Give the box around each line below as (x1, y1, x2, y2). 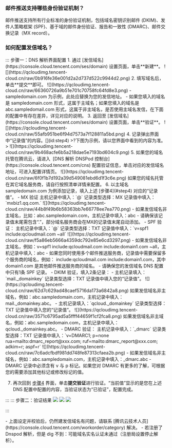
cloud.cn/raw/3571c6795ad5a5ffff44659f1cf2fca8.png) (5, 313, 122, 319)
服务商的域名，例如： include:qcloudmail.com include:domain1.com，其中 (9, 256, 166, 262)
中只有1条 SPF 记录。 (5, 269, 50, 275)
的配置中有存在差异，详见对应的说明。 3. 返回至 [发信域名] (5, 112, 129, 119)
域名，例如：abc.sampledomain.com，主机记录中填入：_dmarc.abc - (5, 356, 151, 362)
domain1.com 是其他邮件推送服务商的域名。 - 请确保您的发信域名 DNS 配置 (5, 263, 164, 269)
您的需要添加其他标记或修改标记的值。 (5, 368, 86, 375)
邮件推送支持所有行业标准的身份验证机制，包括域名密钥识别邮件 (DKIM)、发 (5, 17, 166, 24)
